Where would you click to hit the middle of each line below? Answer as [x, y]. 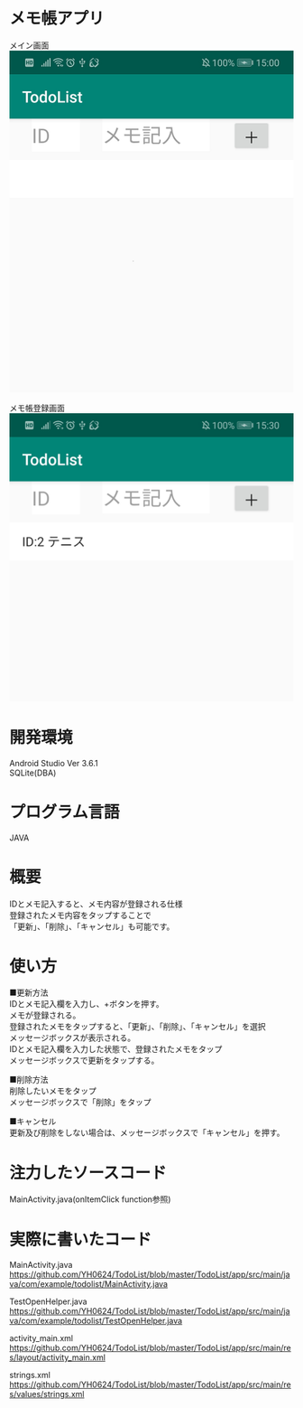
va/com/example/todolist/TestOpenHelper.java [96, 1321]
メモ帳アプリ [57, 19]
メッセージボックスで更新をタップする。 [84, 1061]
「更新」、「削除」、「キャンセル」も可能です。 [92, 926]
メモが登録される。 [45, 1015]
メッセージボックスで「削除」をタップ [80, 1103]
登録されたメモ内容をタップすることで [80, 915]
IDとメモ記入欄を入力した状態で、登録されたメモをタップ [116, 1049]
